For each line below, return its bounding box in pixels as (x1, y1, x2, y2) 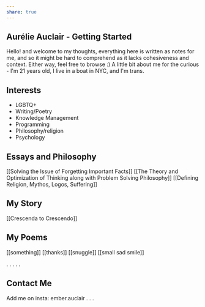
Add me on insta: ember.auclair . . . (6, 294, 94, 301)
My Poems (6, 232, 48, 243)
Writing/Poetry (15, 108, 53, 115)
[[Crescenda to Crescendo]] (6, 215, 78, 222)
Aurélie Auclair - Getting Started (6, 32, 132, 42)
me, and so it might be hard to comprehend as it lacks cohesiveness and (6, 54, 190, 62)
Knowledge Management (15, 114, 79, 122)
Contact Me (6, 278, 52, 289)
